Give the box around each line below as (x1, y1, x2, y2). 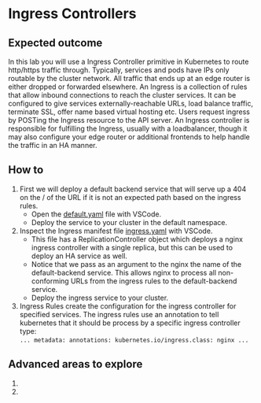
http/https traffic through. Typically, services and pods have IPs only (8, 65, 230, 75)
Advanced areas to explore (8, 357, 143, 371)
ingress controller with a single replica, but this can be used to (31, 242, 233, 252)
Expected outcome (8, 36, 103, 50)
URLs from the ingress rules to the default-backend (70, 276, 237, 286)
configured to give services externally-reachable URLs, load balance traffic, (8, 99, 254, 108)
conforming (31, 276, 69, 286)
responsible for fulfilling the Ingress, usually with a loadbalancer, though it (8, 124, 248, 133)
